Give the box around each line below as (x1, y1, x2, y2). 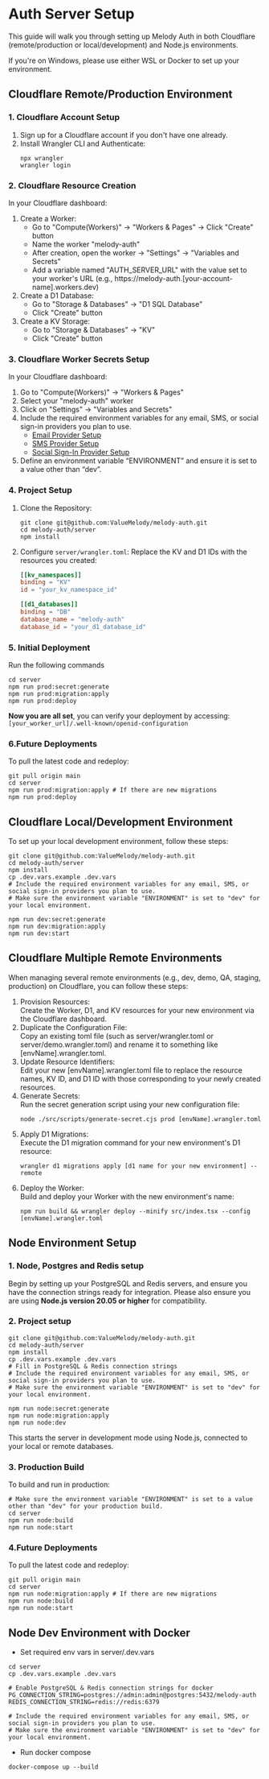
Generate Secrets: (19, 1090, 80, 1100)
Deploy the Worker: (19, 1183, 84, 1193)
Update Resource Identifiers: (19, 1057, 116, 1066)
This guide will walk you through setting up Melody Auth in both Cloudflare (8, 31, 255, 41)
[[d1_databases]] (19, 601, 79, 609)
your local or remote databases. (8, 1441, 114, 1450)
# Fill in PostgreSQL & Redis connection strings (8, 1362, 178, 1370)
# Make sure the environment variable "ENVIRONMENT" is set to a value (8, 1496, 253, 1504)
